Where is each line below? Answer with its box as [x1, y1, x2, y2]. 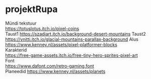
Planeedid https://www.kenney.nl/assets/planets [5, 68, 106, 74]
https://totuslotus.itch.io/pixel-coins [5, 25, 80, 31]
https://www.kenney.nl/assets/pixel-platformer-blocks [5, 41, 117, 47]
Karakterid [5, 47, 27, 53]
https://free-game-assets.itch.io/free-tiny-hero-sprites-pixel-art [5, 52, 138, 58]
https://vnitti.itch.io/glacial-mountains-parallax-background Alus [5, 36, 138, 42]
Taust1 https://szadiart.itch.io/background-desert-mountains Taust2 [5, 31, 146, 37]
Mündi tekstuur [5, 20, 37, 26]
